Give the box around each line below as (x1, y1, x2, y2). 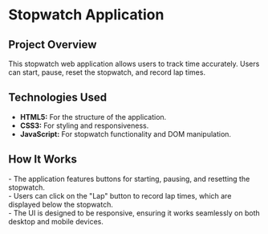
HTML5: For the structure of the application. (19, 112, 167, 121)
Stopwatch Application (8, 6, 164, 24)
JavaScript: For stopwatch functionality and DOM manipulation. (19, 129, 231, 138)
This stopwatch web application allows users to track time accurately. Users (8, 59, 260, 68)
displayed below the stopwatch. (8, 199, 114, 209)
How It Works (8, 153, 78, 166)
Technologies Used (8, 91, 107, 105)
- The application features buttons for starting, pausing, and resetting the (8, 174, 250, 183)
